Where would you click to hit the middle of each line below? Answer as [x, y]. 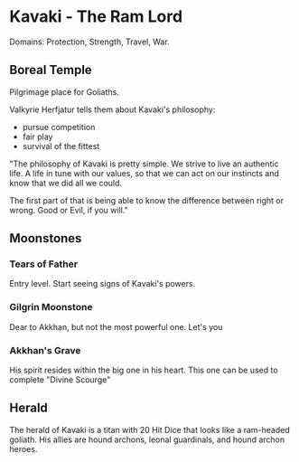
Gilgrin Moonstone [51, 307]
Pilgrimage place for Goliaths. [64, 91]
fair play [37, 137]
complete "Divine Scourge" [60, 380]
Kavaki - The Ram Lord [96, 17]
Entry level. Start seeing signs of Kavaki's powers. [103, 284]
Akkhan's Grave [45, 350]
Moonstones [46, 238]
